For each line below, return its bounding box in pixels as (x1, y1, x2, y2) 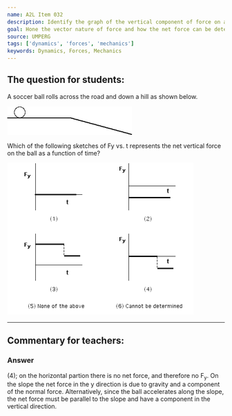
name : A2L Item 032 (7, 11, 64, 18)
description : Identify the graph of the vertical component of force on (7, 18, 221, 26)
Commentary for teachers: (7, 335, 124, 347)
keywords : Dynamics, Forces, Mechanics (7, 48, 122, 55)
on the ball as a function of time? (7, 149, 101, 157)
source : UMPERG (7, 33, 51, 40)
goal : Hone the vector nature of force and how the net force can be (7, 26, 212, 32)
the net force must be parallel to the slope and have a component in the (7, 395, 211, 404)
